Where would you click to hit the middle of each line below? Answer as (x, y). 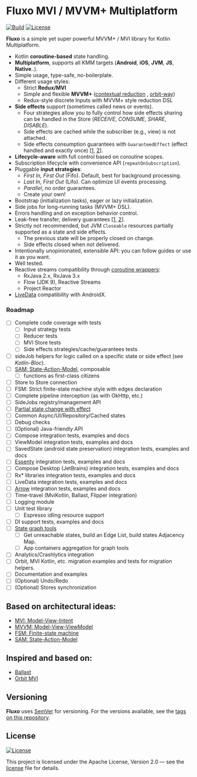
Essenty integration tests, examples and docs (70, 462)
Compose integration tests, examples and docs (72, 435)
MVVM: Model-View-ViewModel (54, 627)
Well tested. (29, 263)
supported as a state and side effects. (61, 232)
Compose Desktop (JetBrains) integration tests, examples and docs (97, 468)
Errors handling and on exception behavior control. (76, 213)
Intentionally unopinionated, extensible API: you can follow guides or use (103, 250)
